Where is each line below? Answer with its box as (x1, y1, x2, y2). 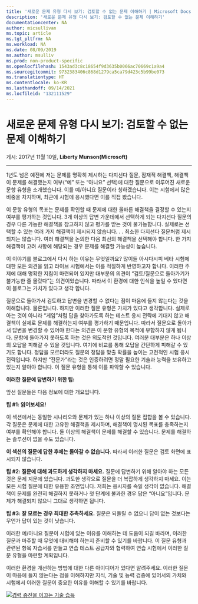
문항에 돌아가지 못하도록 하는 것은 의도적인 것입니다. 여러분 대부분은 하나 (14, 334, 181, 341)
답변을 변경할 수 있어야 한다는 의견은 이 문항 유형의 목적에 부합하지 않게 (12, 326, 176, 333)
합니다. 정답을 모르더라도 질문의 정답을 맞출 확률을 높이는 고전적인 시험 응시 (16, 349, 190, 356)
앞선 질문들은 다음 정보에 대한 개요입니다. (6, 388, 101, 395)
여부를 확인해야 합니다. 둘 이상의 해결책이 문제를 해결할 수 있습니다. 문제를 (6, 428, 176, 435)
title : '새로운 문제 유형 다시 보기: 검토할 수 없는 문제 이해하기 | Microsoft (6, 8, 179, 15)
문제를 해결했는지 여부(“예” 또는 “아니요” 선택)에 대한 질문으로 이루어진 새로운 (12, 178, 190, 185)
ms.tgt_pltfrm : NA (6, 36, 51, 42)
